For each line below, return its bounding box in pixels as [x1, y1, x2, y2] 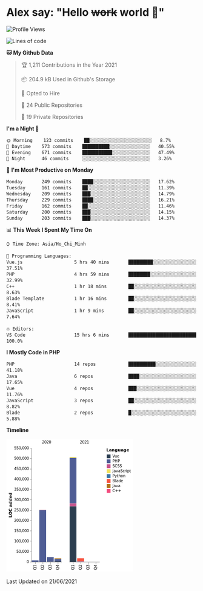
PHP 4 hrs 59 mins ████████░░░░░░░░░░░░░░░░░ [6, 271, 197, 277]
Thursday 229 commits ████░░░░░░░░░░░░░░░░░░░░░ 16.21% [6, 197, 175, 203]
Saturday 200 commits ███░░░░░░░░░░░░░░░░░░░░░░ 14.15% [6, 209, 175, 215]
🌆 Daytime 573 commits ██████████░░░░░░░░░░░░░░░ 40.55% [6, 143, 175, 149]
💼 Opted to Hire [21, 89, 61, 96]
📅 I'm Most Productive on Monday [6, 166, 94, 174]
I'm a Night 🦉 [6, 124, 39, 132]
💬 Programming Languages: [6, 253, 72, 259]
